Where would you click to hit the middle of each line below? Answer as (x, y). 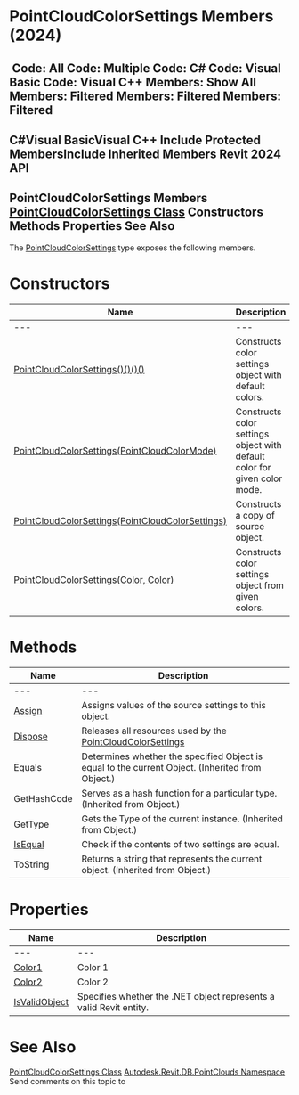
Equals (28, 767)
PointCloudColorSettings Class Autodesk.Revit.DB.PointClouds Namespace (147, 1072)
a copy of (255, 515)
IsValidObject (41, 1001)
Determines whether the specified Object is (172, 756)
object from (260, 585)
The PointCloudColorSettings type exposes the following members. (133, 248)
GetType (32, 824)
